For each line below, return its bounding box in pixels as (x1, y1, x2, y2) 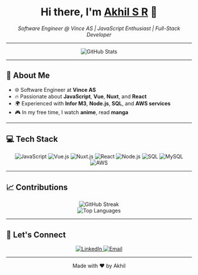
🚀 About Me (6, 71, 50, 81)
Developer (86, 31, 112, 38)
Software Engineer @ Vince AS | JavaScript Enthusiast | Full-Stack (17, 25, 181, 32)
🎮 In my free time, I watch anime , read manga (14, 108, 128, 115)
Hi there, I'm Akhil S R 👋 (40, 5, 158, 19)
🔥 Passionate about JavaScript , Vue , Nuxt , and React (14, 92, 147, 100)
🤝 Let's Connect (6, 230, 66, 240)
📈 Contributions (6, 182, 68, 192)
